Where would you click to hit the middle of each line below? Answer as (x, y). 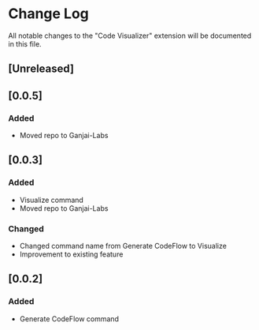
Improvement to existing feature (71, 254)
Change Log (48, 14)
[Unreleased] (41, 69)
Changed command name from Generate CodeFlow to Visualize (123, 246)
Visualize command (52, 200)
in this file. (25, 43)
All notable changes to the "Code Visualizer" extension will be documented (130, 36)
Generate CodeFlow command (69, 319)
